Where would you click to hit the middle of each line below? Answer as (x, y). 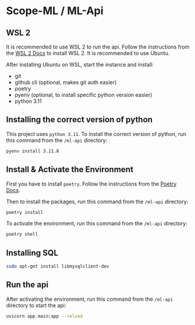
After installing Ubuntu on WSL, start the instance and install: (80, 64)
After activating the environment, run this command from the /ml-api (90, 299)
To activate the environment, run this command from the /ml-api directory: (97, 223)
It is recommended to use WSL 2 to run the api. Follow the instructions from (98, 47)
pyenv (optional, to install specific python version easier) (83, 95)
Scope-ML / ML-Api (55, 11)
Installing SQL (32, 253)
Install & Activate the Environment (70, 170)
